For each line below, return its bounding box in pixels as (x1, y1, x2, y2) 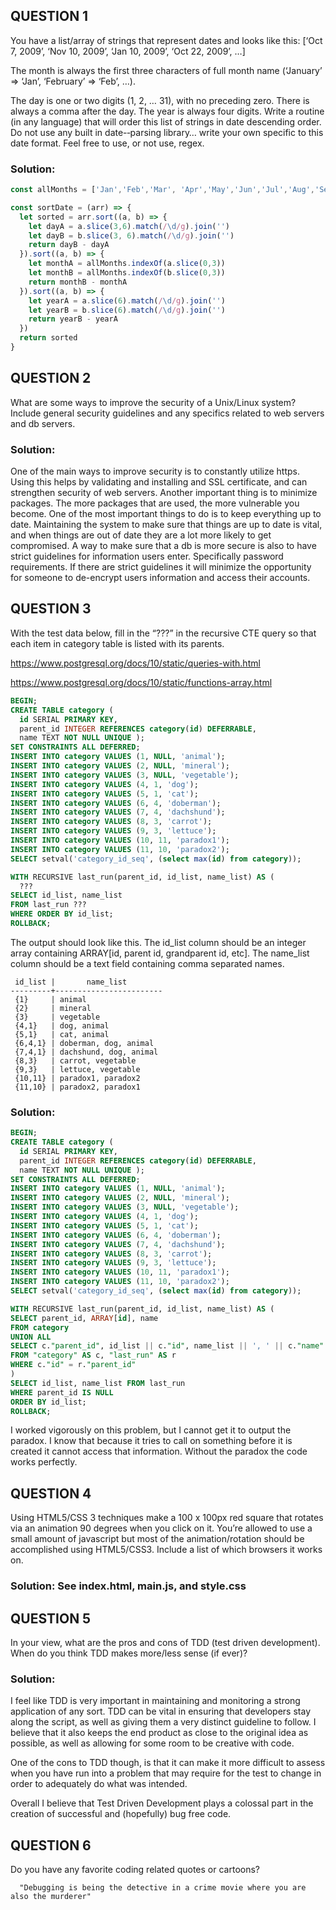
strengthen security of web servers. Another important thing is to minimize (10, 487, 318, 499)
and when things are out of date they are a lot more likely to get (10, 529, 272, 541)
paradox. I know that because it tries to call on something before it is (10, 1435, 293, 1447)
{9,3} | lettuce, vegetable (14, 1064, 141, 1074)
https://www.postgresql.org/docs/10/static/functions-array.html (10, 676, 273, 688)
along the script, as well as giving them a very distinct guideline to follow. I (10, 1716, 317, 1728)
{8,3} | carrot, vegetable (14, 1055, 137, 1066)
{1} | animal (14, 994, 87, 1004)
